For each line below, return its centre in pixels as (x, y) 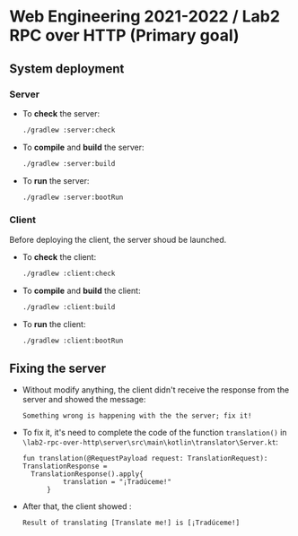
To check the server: (61, 113)
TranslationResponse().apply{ (87, 474)
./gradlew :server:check (69, 130)
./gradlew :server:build (69, 163)
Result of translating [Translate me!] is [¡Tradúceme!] (131, 523)
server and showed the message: (84, 400)
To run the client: (54, 324)
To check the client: (59, 256)
